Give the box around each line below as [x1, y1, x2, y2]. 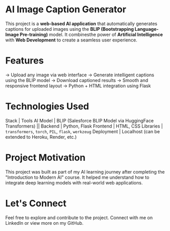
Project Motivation [5, 152, 86, 163]
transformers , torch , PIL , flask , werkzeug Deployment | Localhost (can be [5, 128, 160, 134]
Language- [135, 26, 159, 32]
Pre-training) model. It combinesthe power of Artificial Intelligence [19, 31, 163, 37]
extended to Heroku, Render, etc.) [5, 134, 77, 140]
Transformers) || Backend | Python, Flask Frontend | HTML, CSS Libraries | [5, 123, 163, 129]
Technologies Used [5, 101, 90, 112]
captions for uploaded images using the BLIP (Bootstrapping [5, 26, 134, 32]
